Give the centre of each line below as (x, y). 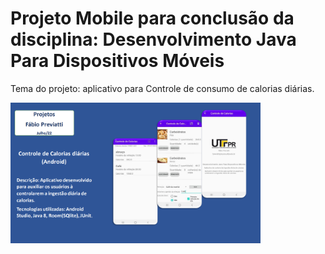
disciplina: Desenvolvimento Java (153, 39)
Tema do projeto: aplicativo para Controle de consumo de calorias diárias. (162, 88)
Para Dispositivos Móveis (117, 61)
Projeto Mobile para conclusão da (152, 18)
